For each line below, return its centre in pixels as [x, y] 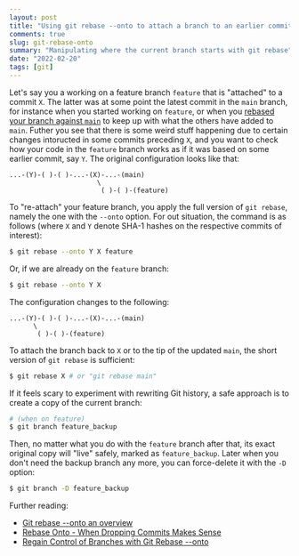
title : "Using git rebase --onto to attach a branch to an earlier [137, 26]
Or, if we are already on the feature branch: [89, 269]
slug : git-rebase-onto [51, 42]
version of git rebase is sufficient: [72, 359]
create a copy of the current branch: [76, 402]
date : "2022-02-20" [45, 59]
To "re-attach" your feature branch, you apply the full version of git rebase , [148, 206]
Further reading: [39, 506]
